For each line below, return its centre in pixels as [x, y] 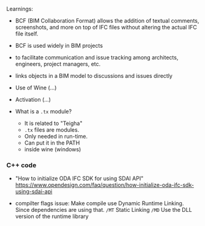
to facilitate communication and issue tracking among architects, [97, 57]
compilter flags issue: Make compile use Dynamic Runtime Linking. [99, 203]
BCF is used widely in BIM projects [59, 46]
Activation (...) [33, 100]
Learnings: [20, 9]
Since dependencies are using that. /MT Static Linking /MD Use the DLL [103, 210]
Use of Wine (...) [36, 88]
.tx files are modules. [52, 130]
